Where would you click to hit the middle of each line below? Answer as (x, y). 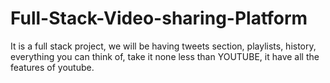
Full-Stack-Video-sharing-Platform (159, 18)
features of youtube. (52, 67)
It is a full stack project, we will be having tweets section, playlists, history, (163, 46)
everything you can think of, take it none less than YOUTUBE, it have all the (165, 56)
